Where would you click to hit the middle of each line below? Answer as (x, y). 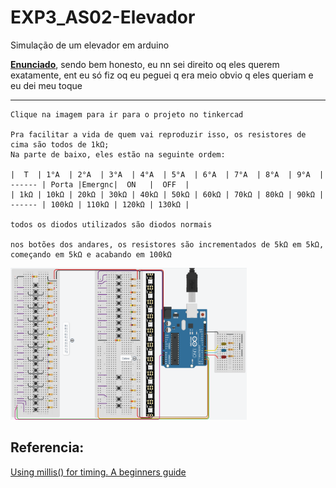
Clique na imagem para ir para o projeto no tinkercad (127, 114)
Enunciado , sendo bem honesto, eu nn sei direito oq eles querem (145, 64)
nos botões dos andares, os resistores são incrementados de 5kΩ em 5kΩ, (167, 244)
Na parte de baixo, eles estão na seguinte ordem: (118, 154)
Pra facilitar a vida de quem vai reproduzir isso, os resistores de (158, 134)
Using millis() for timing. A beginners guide (98, 472)
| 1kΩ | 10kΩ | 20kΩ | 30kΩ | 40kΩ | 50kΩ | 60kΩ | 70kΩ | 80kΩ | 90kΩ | (167, 194)
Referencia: (47, 447)
